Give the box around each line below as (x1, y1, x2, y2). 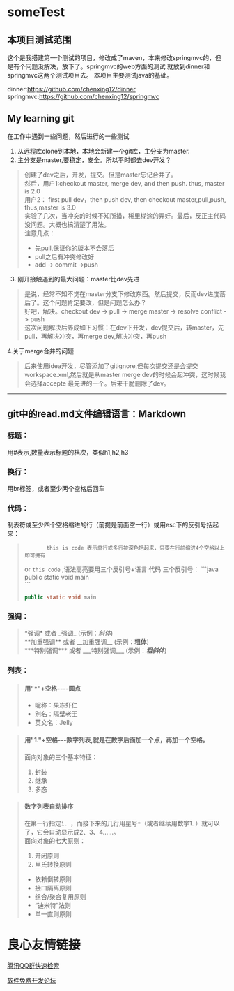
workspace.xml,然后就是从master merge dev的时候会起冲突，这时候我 (24, 370, 226, 379)
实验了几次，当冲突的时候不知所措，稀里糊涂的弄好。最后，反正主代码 (24, 211, 226, 220)
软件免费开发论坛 (7, 976, 56, 985)
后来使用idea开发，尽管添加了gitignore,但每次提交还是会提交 (24, 361, 198, 370)
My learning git (7, 112, 75, 124)
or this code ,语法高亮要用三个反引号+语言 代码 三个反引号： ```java (24, 565, 219, 573)
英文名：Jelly (34, 719, 73, 727)
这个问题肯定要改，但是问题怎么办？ (42, 298, 147, 307)
